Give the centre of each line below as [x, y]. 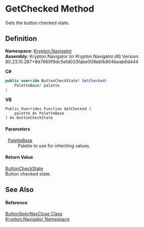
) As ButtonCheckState [29, 118]
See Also [19, 190]
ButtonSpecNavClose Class [34, 214]
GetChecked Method [50, 9]
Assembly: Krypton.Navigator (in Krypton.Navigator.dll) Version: [72, 56]
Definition [21, 39]
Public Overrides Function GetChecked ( [49, 109]
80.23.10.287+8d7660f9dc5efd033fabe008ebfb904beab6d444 [72, 62]
